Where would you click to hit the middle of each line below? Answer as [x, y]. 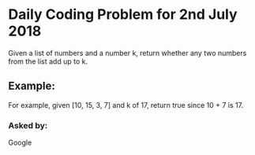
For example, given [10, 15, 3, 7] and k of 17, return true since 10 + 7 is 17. [126, 105]
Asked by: [28, 125]
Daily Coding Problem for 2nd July [123, 15]
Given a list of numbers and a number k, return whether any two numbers [127, 53]
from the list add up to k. [48, 61]
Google [20, 142]
